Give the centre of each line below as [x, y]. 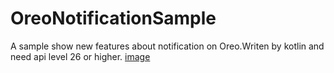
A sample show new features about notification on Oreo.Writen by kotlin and [167, 46]
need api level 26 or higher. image [80, 56]
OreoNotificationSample [113, 18]
